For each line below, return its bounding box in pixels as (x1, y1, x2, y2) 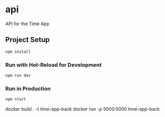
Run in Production (5, 85, 51, 92)
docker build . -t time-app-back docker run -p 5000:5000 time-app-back (5, 106, 160, 112)
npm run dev (5, 73, 31, 78)
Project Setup (5, 35, 50, 44)
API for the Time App (5, 21, 50, 27)
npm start (5, 96, 27, 102)
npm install (5, 49, 31, 54)
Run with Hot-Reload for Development (5, 61, 102, 68)
